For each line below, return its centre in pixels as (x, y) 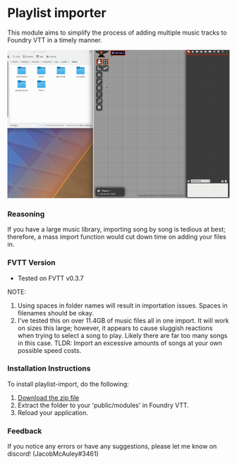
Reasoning (26, 214)
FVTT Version (31, 262)
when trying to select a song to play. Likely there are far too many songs (122, 335)
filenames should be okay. (55, 313)
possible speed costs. (49, 350)
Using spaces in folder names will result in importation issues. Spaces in (122, 306)
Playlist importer (57, 13)
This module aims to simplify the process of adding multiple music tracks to (117, 32)
